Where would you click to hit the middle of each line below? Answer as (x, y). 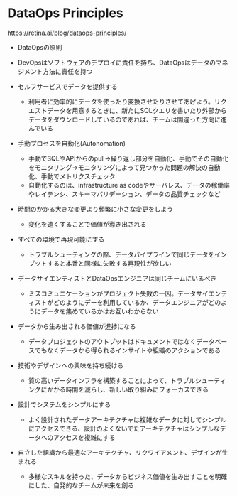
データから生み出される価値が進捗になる (77, 326)
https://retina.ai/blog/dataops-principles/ (67, 33)
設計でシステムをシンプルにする (64, 404)
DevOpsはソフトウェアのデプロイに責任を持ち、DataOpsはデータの (117, 63)
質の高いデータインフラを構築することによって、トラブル (112, 380)
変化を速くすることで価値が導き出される (87, 224)
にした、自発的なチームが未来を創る (81, 485)
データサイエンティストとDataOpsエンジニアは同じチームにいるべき (117, 278)
